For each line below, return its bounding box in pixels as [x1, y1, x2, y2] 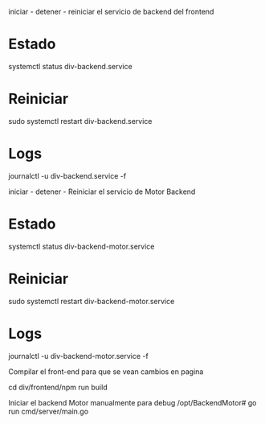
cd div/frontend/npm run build [8, 382, 108, 392]
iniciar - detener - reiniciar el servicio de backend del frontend [8, 7, 214, 16]
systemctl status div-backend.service [8, 61, 132, 71]
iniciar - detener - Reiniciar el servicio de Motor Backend [8, 187, 196, 196]
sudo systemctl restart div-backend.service [8, 116, 153, 126]
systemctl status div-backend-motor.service [8, 241, 155, 251]
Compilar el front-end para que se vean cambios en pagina [8, 366, 204, 377]
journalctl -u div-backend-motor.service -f [8, 351, 149, 360]
